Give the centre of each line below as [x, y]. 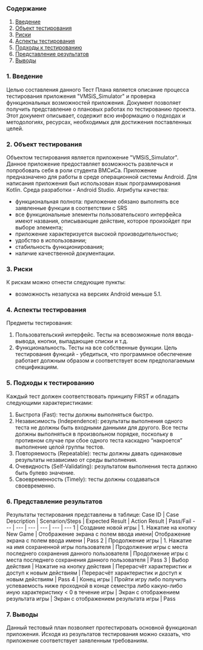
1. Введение [25, 76]
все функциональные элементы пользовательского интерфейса [98, 214]
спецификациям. [37, 367]
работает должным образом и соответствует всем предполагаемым [105, 361]
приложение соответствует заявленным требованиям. [77, 641]
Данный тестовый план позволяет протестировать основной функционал [101, 627]
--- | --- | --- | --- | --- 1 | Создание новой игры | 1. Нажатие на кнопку [106, 528]
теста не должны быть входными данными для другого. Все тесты [101, 427]
